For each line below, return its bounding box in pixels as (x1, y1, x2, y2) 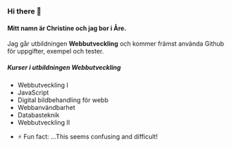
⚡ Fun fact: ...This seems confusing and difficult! (17, 132, 158, 141)
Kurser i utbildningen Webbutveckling (7, 63, 121, 71)
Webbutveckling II (17, 118, 70, 127)
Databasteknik (17, 111, 60, 119)
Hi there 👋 (7, 6, 42, 16)
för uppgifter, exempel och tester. (7, 47, 104, 56)
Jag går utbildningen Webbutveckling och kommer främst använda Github (7, 39, 225, 48)
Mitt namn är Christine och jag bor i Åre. (7, 24, 127, 32)
